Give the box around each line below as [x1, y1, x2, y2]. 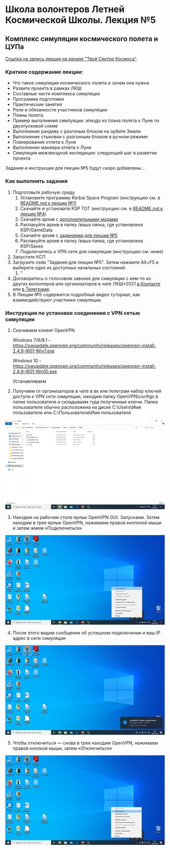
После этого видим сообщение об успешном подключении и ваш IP [12, 629, 160, 636]
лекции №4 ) [20, 211, 47, 217]
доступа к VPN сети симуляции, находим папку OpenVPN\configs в [12, 393, 158, 399]
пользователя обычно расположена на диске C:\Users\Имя [12, 404, 142, 410]
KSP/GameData [20, 227, 53, 233]
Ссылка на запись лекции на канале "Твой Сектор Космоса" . [5, 56, 138, 62]
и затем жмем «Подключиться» [12, 525, 82, 531]
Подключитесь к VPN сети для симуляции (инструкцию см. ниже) [20, 248, 163, 254]
